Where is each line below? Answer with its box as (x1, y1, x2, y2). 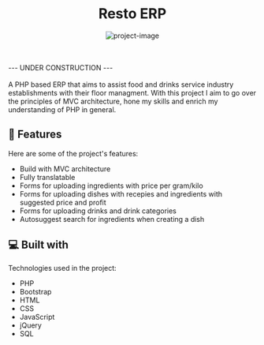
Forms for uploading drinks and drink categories (19, 206, 177, 216)
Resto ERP (98, 5, 167, 23)
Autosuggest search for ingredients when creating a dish (19, 214, 205, 223)
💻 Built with (8, 238, 69, 252)
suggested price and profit (19, 197, 106, 207)
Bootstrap (19, 287, 52, 296)
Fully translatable (19, 172, 76, 182)
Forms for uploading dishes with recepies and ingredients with (19, 189, 223, 198)
